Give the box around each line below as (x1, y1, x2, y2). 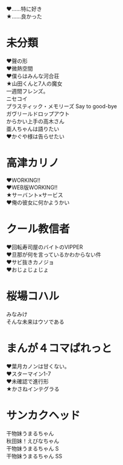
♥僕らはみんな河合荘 (6, 72, 60, 80)
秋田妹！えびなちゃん (6, 437, 59, 444)
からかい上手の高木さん (6, 117, 65, 125)
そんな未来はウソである (6, 318, 65, 325)
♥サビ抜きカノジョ (6, 258, 54, 266)
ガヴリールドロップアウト (6, 110, 70, 117)
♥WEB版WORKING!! (6, 184, 58, 191)
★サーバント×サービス (6, 191, 63, 198)
